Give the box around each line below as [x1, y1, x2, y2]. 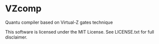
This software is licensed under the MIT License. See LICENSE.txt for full [5, 29, 155, 35]
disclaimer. [5, 34, 27, 40]
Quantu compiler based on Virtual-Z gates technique [5, 19, 113, 25]
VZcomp [5, 3, 42, 14]
